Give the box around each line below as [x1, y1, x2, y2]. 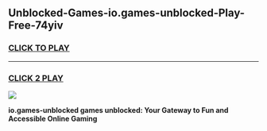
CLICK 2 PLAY [8, 72, 64, 83]
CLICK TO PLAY [8, 43, 70, 54]
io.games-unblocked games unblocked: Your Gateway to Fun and [8, 105, 229, 114]
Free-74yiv [8, 19, 64, 33]
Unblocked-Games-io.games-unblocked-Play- [8, 6, 245, 20]
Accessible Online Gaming [8, 114, 98, 123]
